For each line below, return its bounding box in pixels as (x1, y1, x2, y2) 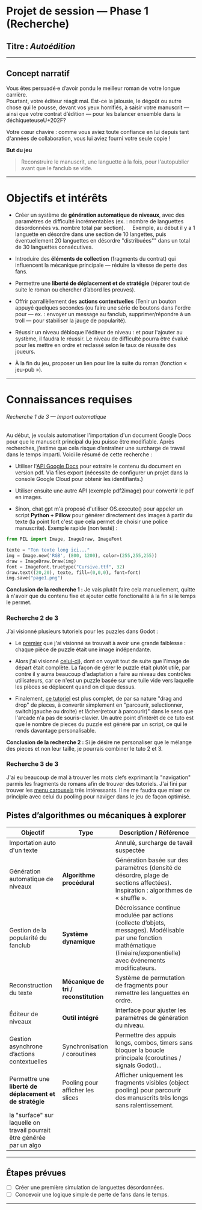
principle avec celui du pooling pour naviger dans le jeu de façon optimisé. (6, 792, 191, 800)
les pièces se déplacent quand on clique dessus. (14, 683, 136, 690)
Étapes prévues (6, 1168, 66, 1178)
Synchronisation (62, 1042, 108, 1051)
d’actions (9, 1049, 35, 1058)
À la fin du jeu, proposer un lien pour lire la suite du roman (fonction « (14, 359, 188, 366)
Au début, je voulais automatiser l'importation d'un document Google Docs (6, 431, 191, 439)
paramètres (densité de (115, 863, 182, 871)
